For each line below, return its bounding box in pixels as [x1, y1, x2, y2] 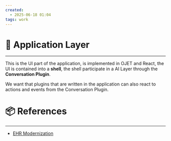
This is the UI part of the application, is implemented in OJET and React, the [5, 61, 164, 67]
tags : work [5, 17, 28, 22]
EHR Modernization [12, 130, 53, 136]
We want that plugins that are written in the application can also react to [5, 81, 156, 87]
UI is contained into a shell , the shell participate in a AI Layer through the [5, 66, 158, 72]
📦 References [5, 105, 67, 117]
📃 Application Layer [5, 39, 90, 50]
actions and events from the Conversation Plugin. [5, 87, 109, 93]
